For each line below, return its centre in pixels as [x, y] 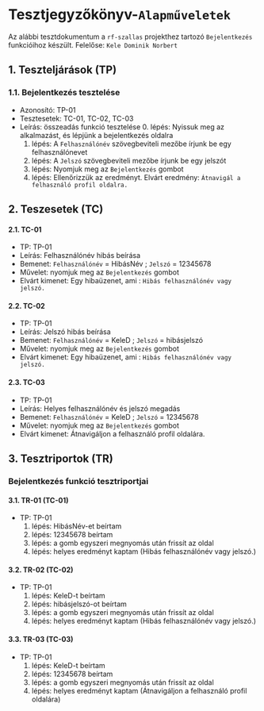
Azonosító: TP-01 [48, 110]
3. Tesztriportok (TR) [61, 459]
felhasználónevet [59, 152]
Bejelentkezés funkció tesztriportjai [78, 481]
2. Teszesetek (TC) [56, 209]
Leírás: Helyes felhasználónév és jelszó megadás [100, 408]
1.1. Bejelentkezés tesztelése [64, 93]
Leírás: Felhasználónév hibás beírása [80, 256]
